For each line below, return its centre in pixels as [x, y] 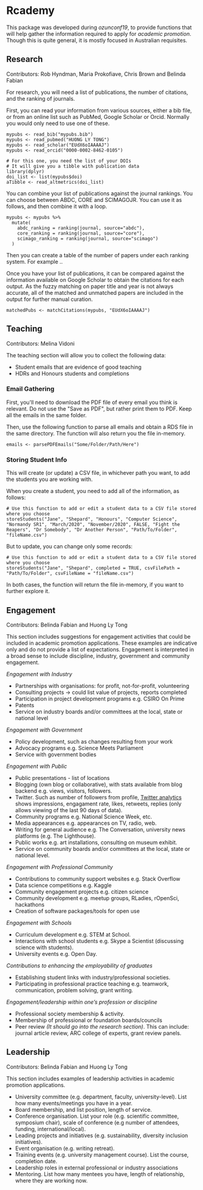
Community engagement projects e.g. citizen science [82, 892]
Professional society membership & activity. [70, 1014]
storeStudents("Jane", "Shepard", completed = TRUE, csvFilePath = [93, 568]
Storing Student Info [37, 460]
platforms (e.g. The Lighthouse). [55, 836]
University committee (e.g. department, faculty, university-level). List [101, 1097]
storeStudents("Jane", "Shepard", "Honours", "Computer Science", [92, 519]
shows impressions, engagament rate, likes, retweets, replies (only [98, 804]
